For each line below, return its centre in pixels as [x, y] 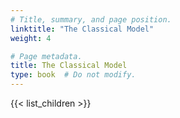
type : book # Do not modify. [73, 75]
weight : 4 [31, 38]
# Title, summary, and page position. [91, 19]
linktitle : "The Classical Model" [82, 29]
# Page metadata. [46, 56]
